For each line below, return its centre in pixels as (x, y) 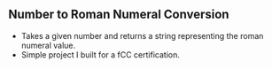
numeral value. (48, 45)
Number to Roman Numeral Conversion (119, 15)
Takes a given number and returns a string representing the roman (142, 35)
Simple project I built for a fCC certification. (101, 54)
